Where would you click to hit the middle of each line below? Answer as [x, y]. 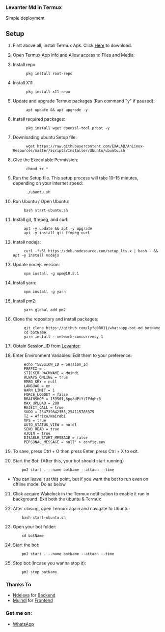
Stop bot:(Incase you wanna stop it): [49, 563]
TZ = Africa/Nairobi [45, 416]
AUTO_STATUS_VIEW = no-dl [50, 425]
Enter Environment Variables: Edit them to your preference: [72, 355]
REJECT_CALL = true [44, 408]
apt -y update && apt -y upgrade [58, 229]
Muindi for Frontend [33, 600]
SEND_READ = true [41, 429]
